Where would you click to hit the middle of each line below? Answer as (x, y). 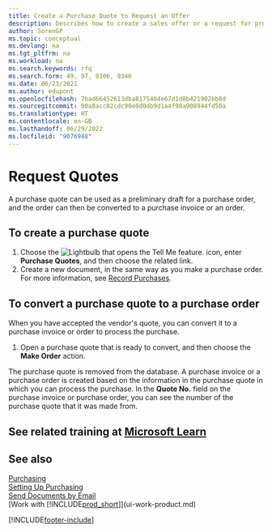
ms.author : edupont (41, 91)
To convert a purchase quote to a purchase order (134, 303)
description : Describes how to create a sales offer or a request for (130, 23)
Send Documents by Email (52, 496)
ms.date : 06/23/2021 (43, 83)
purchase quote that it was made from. (73, 406)
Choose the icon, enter (131, 253)
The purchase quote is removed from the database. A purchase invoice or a (134, 372)
